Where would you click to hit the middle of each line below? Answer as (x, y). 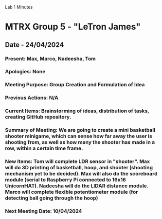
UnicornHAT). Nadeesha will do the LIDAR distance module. (77, 186)
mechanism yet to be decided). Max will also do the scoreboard (81, 174)
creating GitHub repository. (38, 117)
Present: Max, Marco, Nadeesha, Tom (50, 59)
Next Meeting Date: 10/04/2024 (44, 211)
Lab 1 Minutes (19, 7)
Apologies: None (25, 72)
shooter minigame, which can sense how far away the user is (79, 136)
